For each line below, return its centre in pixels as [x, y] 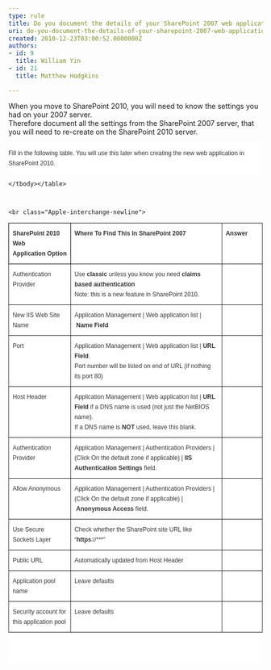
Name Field [92, 325]
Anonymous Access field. [113, 509]
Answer [237, 233]
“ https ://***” [90, 539]
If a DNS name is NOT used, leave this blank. [135, 427]
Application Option [40, 253]
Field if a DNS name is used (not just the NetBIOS [142, 407]
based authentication [104, 284]
